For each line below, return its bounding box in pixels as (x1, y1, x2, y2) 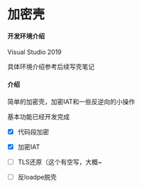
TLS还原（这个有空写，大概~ (17, 157, 102, 166)
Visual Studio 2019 (7, 48, 62, 57)
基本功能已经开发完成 (7, 112, 70, 121)
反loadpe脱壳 (17, 172, 57, 181)
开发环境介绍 (7, 31, 45, 40)
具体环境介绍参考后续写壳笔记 (7, 62, 94, 71)
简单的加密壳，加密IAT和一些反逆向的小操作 (7, 97, 136, 106)
